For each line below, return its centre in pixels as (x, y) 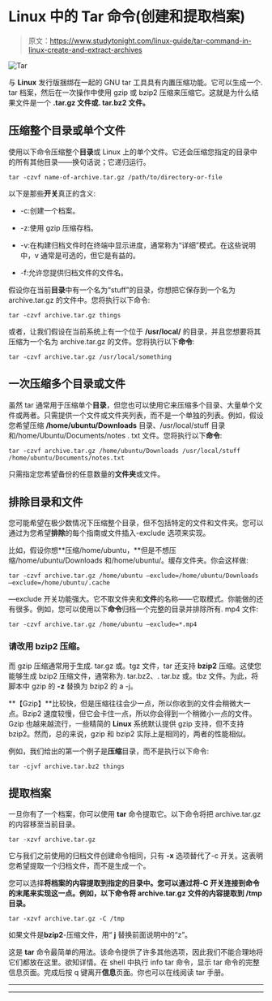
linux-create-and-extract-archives (85, 50)
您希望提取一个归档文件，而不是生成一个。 (79, 866)
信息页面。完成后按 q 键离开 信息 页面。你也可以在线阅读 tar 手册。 (119, 973)
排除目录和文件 (46, 501)
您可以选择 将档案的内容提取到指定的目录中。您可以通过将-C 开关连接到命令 (134, 883)
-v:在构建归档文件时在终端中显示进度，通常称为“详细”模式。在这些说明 (138, 245)
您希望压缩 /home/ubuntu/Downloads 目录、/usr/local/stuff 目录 (117, 425)
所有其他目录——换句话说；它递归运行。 (83, 162)
